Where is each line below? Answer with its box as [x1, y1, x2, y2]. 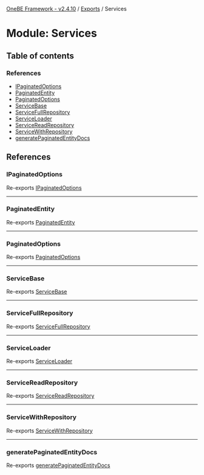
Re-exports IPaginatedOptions [6, 184, 82, 191]
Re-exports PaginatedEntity [6, 218, 75, 226]
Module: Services [6, 27, 97, 40]
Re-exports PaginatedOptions [6, 254, 81, 261]
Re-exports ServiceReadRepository [6, 392, 95, 400]
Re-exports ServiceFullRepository [6, 322, 90, 330]
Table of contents [6, 50, 74, 61]
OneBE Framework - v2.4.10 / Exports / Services [6, 5, 127, 12]
